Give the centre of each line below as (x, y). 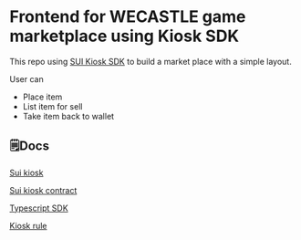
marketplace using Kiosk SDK (125, 36)
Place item (42, 97)
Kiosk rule (28, 225)
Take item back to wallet (68, 116)
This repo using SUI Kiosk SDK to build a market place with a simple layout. (150, 61)
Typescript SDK (39, 208)
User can (26, 78)
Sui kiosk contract (43, 190)
